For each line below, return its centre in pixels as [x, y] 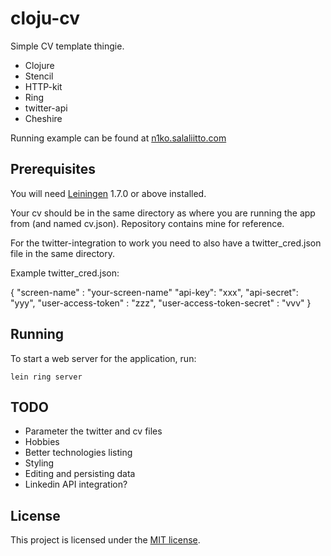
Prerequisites [53, 169]
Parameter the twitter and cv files [93, 431]
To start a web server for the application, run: [103, 358]
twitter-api [46, 108]
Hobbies [42, 442]
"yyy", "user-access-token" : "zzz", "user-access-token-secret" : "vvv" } [161, 303]
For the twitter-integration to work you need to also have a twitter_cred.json [166, 243]
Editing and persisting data [80, 474]
